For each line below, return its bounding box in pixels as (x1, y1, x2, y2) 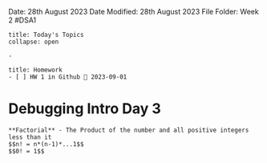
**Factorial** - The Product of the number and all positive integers (8, 126, 249, 134)
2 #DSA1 (8, 15, 37, 25)
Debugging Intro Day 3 (8, 100, 162, 118)
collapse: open (8, 38, 59, 46)
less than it (8, 132, 52, 141)
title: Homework (8, 66, 63, 74)
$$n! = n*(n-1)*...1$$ (8, 140, 84, 148)
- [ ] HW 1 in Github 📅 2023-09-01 (8, 73, 127, 81)
